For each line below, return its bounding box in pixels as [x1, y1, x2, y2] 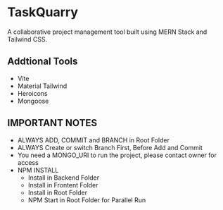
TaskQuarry [7, 4, 79, 20]
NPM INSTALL [17, 166, 59, 174]
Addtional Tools [7, 56, 78, 68]
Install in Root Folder [27, 188, 88, 197]
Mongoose [17, 97, 49, 105]
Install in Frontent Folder [27, 180, 98, 189]
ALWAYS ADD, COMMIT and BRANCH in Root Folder [17, 135, 170, 144]
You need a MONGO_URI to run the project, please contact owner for [17, 151, 217, 159]
